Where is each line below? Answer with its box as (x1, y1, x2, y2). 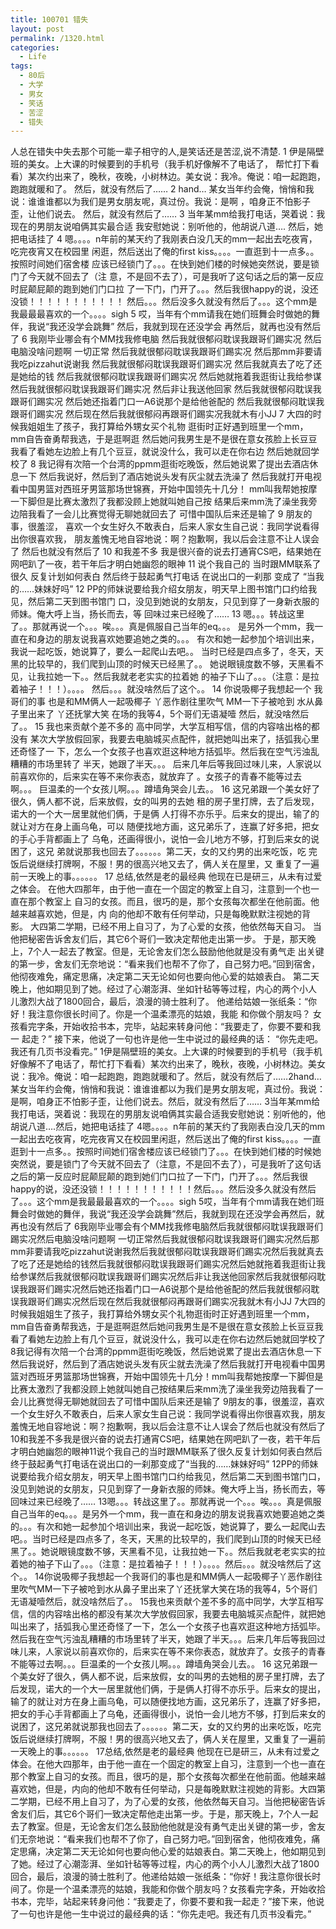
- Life (19, 52, 47, 62)
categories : (10, 42, 60, 53)
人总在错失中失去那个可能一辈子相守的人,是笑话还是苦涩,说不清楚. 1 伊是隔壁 (10, 146, 325, 158)
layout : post (10, 24, 65, 34)
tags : (10, 61, 33, 71)
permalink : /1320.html (10, 33, 105, 43)
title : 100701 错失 (10, 14, 89, 25)
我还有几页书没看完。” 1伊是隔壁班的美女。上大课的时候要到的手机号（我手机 (10, 1046, 323, 1058)
